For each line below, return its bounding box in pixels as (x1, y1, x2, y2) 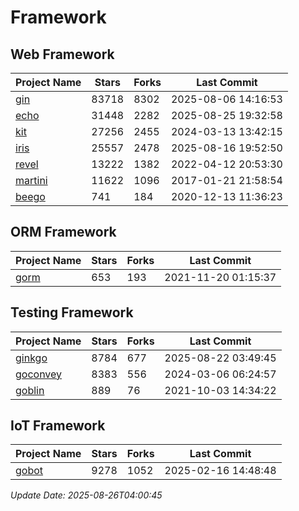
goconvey (15, 367, 63, 381)
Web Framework (10, 46, 115, 63)
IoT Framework (10, 417, 106, 435)
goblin (15, 383, 45, 397)
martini (15, 174, 48, 187)
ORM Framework (10, 224, 117, 241)
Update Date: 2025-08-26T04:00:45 (10, 489, 163, 501)
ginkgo (15, 351, 48, 365)
